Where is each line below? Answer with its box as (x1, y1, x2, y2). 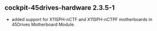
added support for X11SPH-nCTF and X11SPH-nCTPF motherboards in (11, 16, 153, 22)
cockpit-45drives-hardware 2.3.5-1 (4, 4, 115, 12)
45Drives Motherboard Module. (11, 21, 75, 27)
